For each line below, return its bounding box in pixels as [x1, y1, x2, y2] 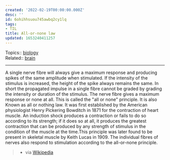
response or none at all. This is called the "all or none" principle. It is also [5, 96, 157, 102]
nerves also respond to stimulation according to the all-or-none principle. [5, 139, 158, 145]
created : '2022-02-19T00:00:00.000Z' [5, 7, 85, 13]
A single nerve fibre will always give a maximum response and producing [5, 69, 158, 75]
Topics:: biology [5, 49, 39, 56]
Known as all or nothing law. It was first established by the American [5, 102, 148, 108]
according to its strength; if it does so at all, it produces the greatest [5, 117, 147, 124]
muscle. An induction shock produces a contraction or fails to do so [5, 112, 147, 118]
